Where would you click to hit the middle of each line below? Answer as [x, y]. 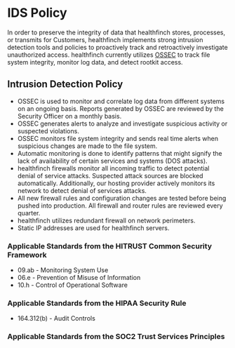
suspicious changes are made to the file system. [87, 146]
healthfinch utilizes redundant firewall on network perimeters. [106, 220]
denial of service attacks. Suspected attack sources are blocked [110, 175]
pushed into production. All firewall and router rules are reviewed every [120, 206]
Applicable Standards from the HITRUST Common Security [110, 246]
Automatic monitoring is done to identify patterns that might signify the [120, 153]
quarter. [29, 213]
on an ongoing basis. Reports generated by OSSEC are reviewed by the [121, 108]
